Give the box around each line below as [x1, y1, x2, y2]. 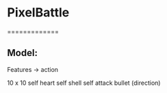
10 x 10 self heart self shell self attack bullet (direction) [7, 79, 161, 87]
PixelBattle [7, 5, 70, 21]
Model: [7, 47, 38, 59]
